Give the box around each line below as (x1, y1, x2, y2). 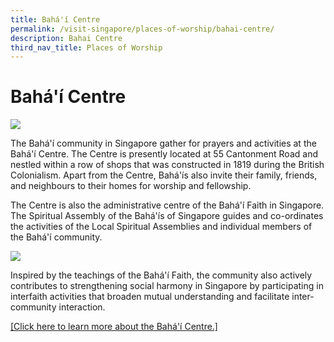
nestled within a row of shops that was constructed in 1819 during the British (10, 159, 325, 171)
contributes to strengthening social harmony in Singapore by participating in (10, 280, 324, 292)
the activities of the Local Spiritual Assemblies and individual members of (10, 221, 313, 233)
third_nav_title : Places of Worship (10, 42, 163, 53)
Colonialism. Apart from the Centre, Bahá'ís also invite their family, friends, (10, 169, 318, 181)
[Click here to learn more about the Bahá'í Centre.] (10, 321, 218, 333)
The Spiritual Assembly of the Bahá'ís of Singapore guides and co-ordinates (10, 210, 324, 222)
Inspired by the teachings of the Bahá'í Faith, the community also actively (10, 269, 313, 281)
